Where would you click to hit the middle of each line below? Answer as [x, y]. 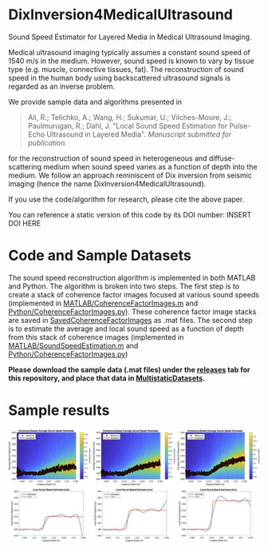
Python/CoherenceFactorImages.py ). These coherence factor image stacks [132, 311]
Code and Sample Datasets [100, 255]
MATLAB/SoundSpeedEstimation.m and [73, 345]
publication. [47, 142]
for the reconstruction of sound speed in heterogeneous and [108, 158]
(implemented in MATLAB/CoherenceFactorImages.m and [103, 303]
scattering [25, 166]
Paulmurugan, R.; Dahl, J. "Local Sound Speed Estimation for [128, 126]
